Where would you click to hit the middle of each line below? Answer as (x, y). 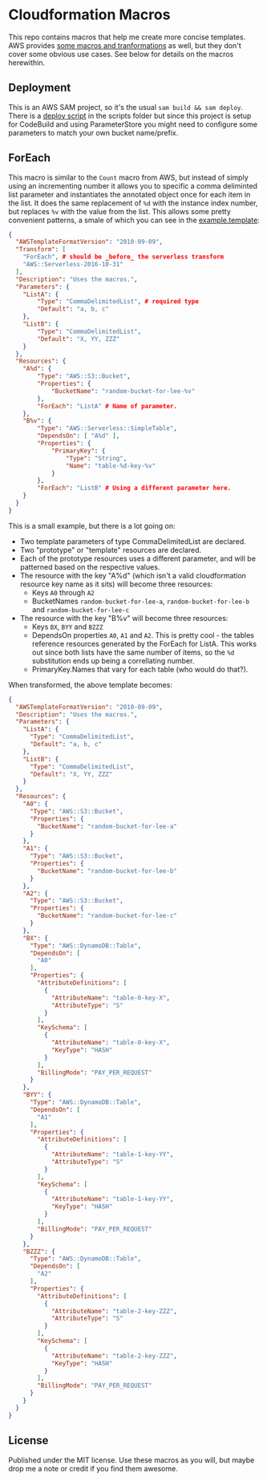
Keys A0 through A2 (63, 592)
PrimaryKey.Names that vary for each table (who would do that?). (140, 669)
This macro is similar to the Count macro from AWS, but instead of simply (128, 177)
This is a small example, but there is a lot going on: (92, 525)
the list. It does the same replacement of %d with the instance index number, (133, 203)
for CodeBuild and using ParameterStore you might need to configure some (133, 124)
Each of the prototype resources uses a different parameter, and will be (138, 558)
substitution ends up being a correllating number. (113, 660)
